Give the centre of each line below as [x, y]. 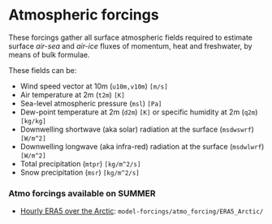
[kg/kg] [33, 121]
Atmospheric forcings [84, 15]
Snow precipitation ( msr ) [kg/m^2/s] [80, 172]
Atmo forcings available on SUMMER [82, 193]
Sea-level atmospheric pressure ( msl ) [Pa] [91, 103]
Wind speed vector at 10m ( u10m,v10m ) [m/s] [94, 86]
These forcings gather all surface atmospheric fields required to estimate [131, 37]
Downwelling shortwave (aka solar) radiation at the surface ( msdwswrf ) [137, 129]
